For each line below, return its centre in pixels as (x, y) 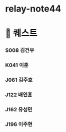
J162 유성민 (19, 109)
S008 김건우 (20, 50)
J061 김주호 (19, 80)
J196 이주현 (19, 124)
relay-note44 (33, 9)
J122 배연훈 (19, 95)
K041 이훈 (17, 65)
